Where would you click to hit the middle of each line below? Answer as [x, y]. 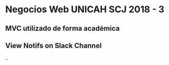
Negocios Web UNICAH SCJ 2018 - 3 [85, 9]
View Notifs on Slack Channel [54, 45]
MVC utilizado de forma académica [62, 28]
